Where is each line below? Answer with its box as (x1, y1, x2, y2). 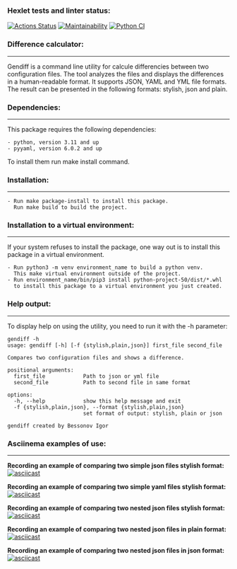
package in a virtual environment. (7, 251, 104, 259)
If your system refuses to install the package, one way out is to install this (7, 243, 221, 251)
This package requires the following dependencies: (7, 125, 157, 133)
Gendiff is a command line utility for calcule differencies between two (7, 62, 209, 71)
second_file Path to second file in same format (13, 379, 191, 386)
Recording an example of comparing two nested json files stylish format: (7, 504, 226, 512)
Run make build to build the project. (13, 204, 128, 211)
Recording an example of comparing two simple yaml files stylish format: (7, 483, 226, 491)
